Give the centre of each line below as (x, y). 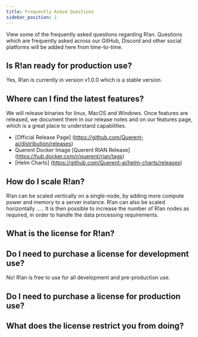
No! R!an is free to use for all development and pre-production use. (88, 277)
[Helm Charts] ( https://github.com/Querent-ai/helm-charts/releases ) (98, 163)
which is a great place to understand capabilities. (66, 126)
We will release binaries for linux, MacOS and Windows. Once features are (97, 113)
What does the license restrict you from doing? (95, 326)
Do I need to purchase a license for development (98, 254)
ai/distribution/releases (43, 144)
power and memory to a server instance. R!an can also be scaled (86, 202)
